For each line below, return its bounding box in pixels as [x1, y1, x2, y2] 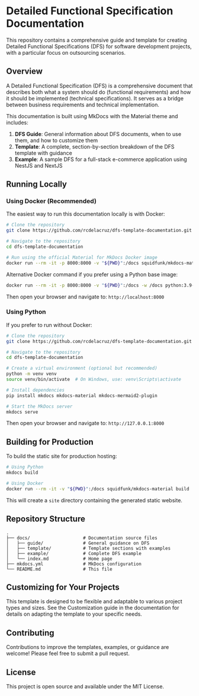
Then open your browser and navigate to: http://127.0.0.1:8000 [6, 420, 165, 427]
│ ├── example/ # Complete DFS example [6, 550, 142, 556]
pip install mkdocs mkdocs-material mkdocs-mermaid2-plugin [6, 392, 158, 399]
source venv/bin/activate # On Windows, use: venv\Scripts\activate [6, 376, 182, 383]
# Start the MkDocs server [6, 403, 73, 410]
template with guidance [14, 149, 72, 156]
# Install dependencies [6, 387, 65, 393]
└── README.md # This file [6, 566, 113, 572]
